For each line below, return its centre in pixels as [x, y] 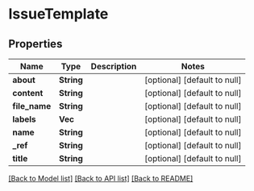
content [28, 93]
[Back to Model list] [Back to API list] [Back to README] [101, 179]
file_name [32, 106]
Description [114, 66]
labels [24, 119]
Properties [35, 44]
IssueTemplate [58, 14]
